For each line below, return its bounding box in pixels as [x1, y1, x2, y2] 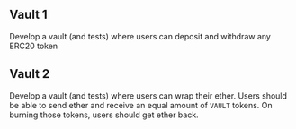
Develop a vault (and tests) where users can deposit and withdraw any [9, 30, 272, 41]
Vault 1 [9, 7, 48, 22]
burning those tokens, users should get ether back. [9, 109, 200, 120]
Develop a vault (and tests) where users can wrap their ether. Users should [9, 90, 288, 101]
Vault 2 [9, 66, 50, 82]
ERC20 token [9, 40, 58, 51]
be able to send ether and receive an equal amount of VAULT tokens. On [9, 99, 273, 110]
